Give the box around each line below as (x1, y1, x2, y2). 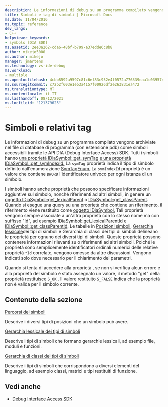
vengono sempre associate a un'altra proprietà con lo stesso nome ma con (5, 213, 159, 219)
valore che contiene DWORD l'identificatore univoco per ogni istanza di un (5, 171, 152, 177)
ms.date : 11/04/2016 (5, 17, 48, 22)
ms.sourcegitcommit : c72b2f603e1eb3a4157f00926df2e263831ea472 (5, 82, 140, 87)
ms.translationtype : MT (5, 86, 55, 92)
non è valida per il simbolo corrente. (5, 281, 79, 287)
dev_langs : (5, 26, 28, 31)
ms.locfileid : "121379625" (5, 101, 61, 106)
